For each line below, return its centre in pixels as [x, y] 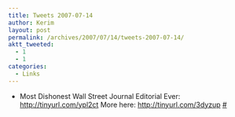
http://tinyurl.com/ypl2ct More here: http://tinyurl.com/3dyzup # [123, 104]
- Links [28, 74]
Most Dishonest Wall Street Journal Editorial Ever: [100, 96]
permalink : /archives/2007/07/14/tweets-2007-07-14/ [96, 37]
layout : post [29, 30]
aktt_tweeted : [31, 45]
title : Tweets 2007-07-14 [50, 15]
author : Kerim [31, 23]
